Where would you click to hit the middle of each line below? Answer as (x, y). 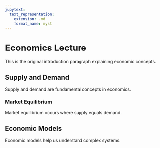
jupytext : (15, 10)
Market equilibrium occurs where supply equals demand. (63, 113)
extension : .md (30, 19)
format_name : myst (33, 24)
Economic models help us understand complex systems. (63, 140)
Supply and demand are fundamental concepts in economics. (68, 89)
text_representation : (32, 14)
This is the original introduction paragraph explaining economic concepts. (80, 62)
